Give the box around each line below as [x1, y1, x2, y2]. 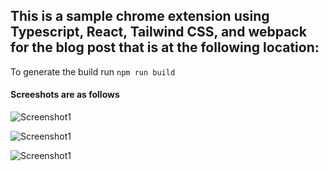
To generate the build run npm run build [10, 65, 176, 78]
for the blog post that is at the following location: [10, 39, 320, 56]
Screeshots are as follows [10, 89, 120, 101]
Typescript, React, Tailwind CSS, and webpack [10, 24, 307, 41]
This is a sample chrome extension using [10, 8, 270, 25]
